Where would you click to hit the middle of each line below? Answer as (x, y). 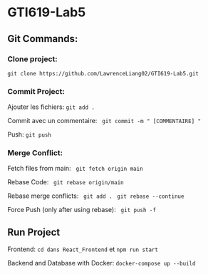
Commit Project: (36, 91)
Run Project (34, 232)
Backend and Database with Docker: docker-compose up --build (102, 263)
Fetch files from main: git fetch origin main (76, 169)
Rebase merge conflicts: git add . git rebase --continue (96, 196)
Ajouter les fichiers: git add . (51, 107)
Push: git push (30, 135)
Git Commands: (43, 39)
